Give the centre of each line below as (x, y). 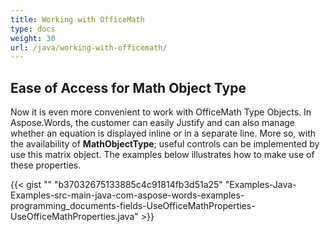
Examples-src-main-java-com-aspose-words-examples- (127, 195)
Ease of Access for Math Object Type (128, 87)
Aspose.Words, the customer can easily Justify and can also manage (152, 123)
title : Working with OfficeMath (77, 19)
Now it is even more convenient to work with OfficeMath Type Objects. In (161, 112)
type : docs (33, 29)
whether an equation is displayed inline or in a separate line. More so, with (163, 133)
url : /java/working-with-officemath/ (89, 47)
